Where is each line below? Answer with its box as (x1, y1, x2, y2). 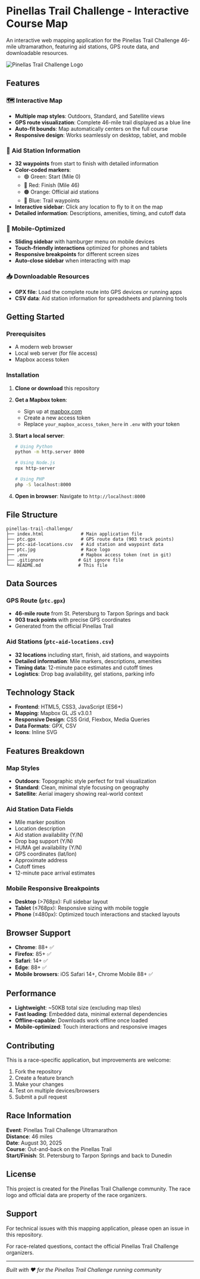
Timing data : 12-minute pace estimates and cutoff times (14, 664, 153, 671)
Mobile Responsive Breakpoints (6, 884, 100, 892)
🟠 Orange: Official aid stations (23, 188, 99, 195)
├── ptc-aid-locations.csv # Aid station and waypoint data (6, 541, 164, 547)
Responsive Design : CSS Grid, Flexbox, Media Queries (14, 716, 150, 723)
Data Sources (6, 578, 58, 588)
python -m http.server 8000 (14, 449, 85, 455)
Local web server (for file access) (14, 349, 98, 357)
